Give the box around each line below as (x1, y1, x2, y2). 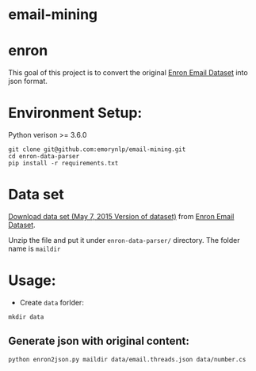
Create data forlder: (19, 297, 85, 307)
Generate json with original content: (8, 335, 190, 348)
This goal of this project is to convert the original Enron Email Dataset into (8, 68, 248, 78)
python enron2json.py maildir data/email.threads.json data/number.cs (8, 355, 246, 363)
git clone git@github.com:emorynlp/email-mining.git (8, 146, 186, 153)
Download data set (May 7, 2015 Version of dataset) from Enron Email (8, 212, 235, 221)
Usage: (8, 271, 57, 290)
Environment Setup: (8, 104, 143, 122)
